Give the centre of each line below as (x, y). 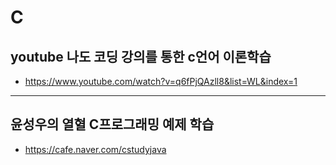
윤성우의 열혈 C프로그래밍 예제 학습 (112, 124)
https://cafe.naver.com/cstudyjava (95, 149)
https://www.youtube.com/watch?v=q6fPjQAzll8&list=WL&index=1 (161, 81)
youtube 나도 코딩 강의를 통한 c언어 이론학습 (141, 56)
